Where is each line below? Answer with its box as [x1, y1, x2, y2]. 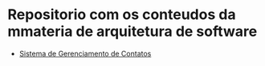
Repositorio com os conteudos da [7, 6, 236, 24]
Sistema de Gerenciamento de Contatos [18, 49, 152, 58]
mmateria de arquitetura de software [7, 22, 258, 41]
